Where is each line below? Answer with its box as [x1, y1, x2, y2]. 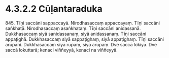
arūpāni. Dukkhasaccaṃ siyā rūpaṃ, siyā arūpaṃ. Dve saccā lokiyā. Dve [5, 41, 157, 47]
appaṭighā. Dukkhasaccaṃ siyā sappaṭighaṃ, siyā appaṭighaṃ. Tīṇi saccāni [5, 36, 164, 42]
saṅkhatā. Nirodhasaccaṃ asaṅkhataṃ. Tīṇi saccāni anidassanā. [5, 25, 141, 31]
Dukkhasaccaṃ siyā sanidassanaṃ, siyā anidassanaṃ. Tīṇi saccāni [5, 31, 147, 37]
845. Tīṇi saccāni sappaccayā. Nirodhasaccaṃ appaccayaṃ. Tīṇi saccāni [5, 20, 160, 26]
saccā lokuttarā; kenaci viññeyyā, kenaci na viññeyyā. [5, 47, 118, 53]
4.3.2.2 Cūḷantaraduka [5, 3, 103, 15]
